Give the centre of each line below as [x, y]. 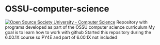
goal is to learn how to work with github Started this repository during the [78, 32]
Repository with [132, 22]
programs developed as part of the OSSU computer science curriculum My [80, 27]
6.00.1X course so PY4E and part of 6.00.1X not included [61, 37]
